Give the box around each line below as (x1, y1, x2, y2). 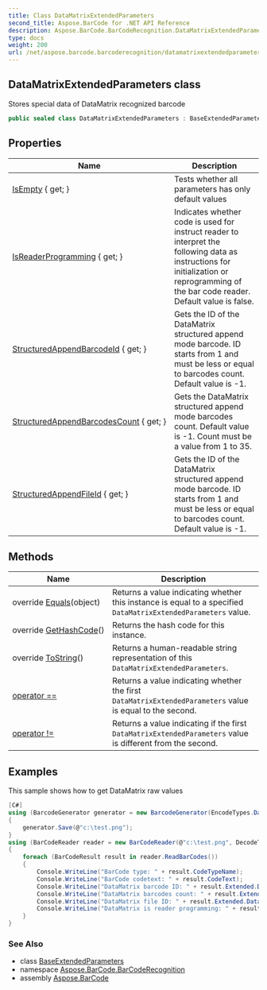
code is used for (173, 216, 235, 227)
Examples (8, 764, 58, 779)
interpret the (173, 236, 221, 247)
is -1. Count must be (173, 431, 253, 442)
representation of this (112, 652, 193, 663)
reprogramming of (173, 276, 242, 287)
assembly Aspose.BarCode (19, 973, 109, 983)
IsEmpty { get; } (12, 184, 70, 195)
